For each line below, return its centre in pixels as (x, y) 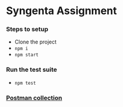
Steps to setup (27, 29)
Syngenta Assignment (61, 11)
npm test (25, 83)
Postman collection (34, 98)
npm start (27, 55)
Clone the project (35, 42)
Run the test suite (32, 70)
